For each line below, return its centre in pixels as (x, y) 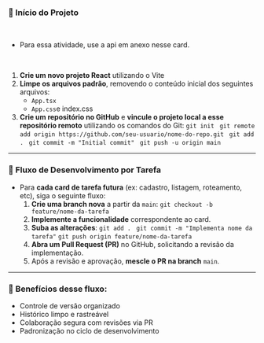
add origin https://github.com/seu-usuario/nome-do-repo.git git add (137, 135)
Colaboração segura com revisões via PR (86, 323)
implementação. (57, 253)
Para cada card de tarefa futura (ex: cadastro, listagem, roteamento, (130, 187)
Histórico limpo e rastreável (64, 314)
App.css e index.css (62, 109)
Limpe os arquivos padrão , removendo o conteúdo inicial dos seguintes (136, 84)
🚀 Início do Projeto (43, 13)
